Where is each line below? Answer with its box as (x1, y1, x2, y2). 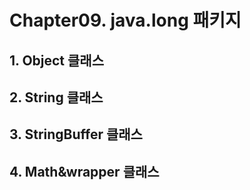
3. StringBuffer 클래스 (9, 126, 143, 143)
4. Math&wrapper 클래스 (9, 163, 160, 180)
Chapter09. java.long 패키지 (9, 9, 242, 32)
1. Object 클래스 (9, 52, 104, 69)
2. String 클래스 (9, 89, 104, 106)
